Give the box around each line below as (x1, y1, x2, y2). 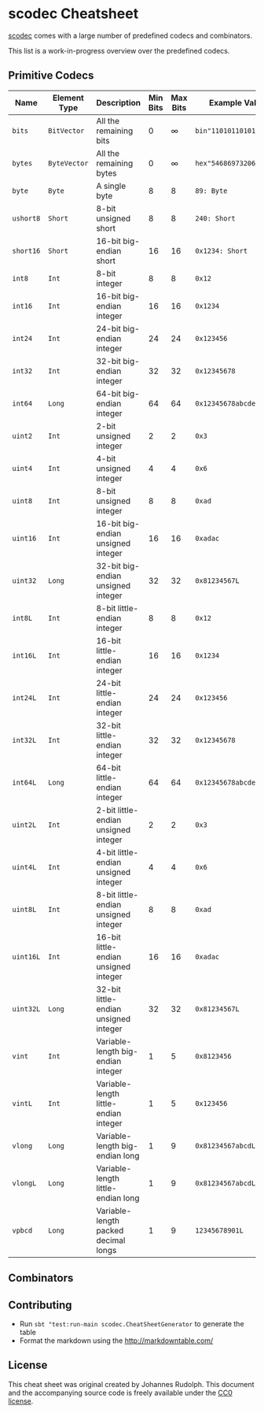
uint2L (12, 820, 37, 829)
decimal (96, 1234, 126, 1245)
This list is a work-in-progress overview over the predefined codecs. (8, 46, 230, 55)
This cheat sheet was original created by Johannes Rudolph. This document (8, 1379, 255, 1389)
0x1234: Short (195, 246, 248, 255)
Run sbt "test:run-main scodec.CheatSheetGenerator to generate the (19, 1318, 245, 1328)
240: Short (195, 213, 236, 223)
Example (209, 97, 242, 108)
